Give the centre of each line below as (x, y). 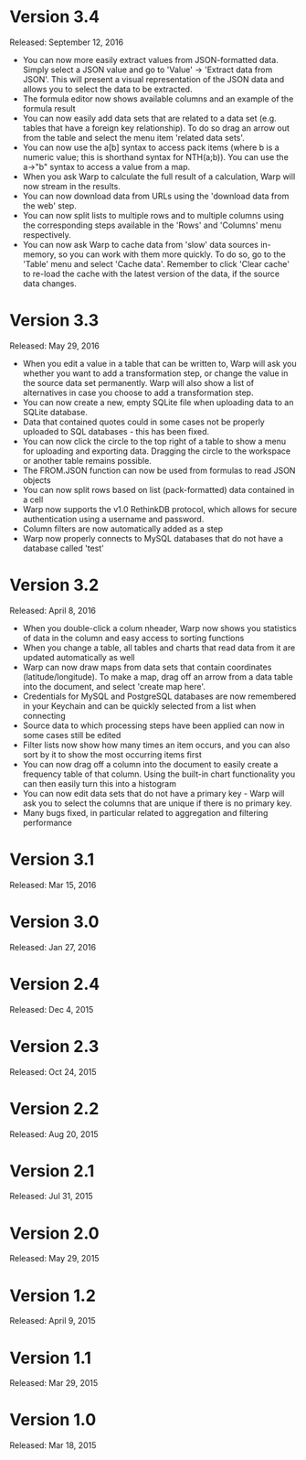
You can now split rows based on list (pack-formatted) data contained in (158, 489)
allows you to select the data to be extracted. (107, 89)
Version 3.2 (54, 585)
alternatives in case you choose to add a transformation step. (138, 392)
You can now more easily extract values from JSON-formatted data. (150, 59)
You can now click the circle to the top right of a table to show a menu (154, 441)
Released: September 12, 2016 (67, 42)
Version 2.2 (54, 1108)
